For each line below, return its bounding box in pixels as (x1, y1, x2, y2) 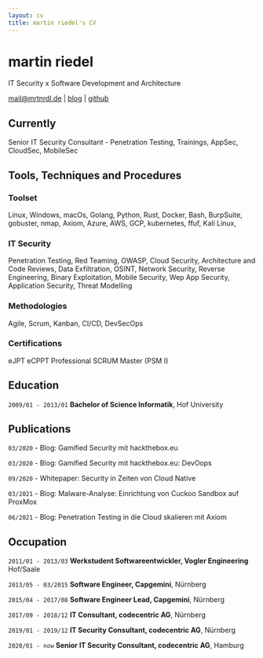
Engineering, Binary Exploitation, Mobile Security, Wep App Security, (8, 273, 230, 282)
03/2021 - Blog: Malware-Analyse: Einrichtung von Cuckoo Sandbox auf (8, 489, 239, 498)
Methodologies (8, 300, 68, 311)
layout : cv (8, 11, 44, 20)
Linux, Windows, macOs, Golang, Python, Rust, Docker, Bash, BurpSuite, (8, 210, 243, 219)
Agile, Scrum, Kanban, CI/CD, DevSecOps (8, 318, 144, 328)
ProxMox (8, 497, 38, 507)
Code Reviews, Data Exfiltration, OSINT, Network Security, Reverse (8, 264, 225, 274)
